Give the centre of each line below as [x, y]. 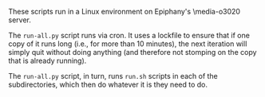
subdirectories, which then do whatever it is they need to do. [108, 84]
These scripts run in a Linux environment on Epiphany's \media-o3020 [125, 12]
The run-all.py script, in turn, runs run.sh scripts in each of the [113, 76]
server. [20, 20]
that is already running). [47, 60]
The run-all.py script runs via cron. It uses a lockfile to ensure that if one [129, 35]
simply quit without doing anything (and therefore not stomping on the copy [132, 52]
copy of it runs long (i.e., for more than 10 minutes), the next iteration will [128, 44]
